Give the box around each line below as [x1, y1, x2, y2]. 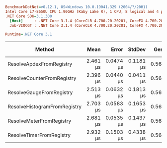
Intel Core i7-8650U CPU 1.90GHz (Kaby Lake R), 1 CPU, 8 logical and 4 [5, 9, 159, 14]
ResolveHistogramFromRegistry [7, 103, 82, 110]
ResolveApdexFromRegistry [7, 60, 73, 67]
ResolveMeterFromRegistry [7, 117, 72, 124]
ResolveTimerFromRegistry [7, 132, 71, 139]
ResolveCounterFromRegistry [7, 75, 77, 82]
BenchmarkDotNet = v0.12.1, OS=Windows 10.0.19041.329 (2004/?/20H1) [5, 4, 148, 9]
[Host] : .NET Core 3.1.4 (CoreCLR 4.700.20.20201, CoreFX [9, 18, 143, 23]
